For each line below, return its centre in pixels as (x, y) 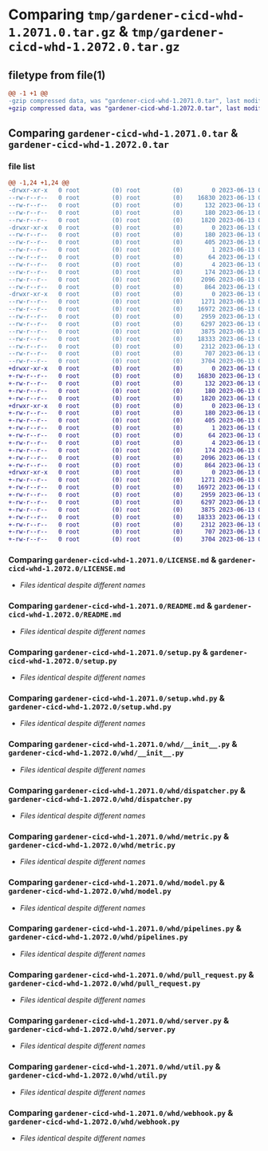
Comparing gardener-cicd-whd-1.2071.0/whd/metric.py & (119, 836)
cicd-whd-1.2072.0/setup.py (63, 661)
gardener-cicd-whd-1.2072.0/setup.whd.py (90, 707)
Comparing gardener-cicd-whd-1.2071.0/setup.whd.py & (117, 698)
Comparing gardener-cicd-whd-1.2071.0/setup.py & (108, 652)
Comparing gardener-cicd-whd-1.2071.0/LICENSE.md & (112, 560)
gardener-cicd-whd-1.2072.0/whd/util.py (88, 1076)
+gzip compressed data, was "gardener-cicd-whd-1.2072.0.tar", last (124, 108)
